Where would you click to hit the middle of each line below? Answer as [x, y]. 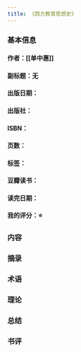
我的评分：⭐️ [25, 216]
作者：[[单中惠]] [31, 58]
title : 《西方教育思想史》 [42, 14]
